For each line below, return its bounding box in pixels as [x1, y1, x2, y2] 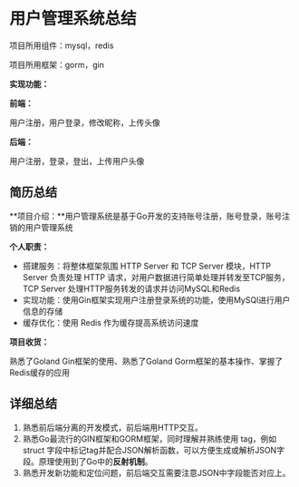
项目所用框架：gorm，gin [9, 59, 104, 70]
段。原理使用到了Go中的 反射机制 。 [22, 455, 153, 467]
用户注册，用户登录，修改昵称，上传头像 [9, 117, 160, 128]
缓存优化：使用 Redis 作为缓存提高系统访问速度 [22, 317, 199, 327]
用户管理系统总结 [9, 8, 138, 29]
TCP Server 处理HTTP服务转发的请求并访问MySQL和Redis [22, 283, 241, 294]
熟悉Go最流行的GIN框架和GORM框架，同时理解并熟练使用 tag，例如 [22, 433, 277, 444]
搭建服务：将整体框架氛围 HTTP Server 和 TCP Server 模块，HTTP [22, 260, 272, 271]
